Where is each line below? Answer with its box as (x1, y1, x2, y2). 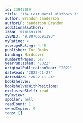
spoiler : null (5, 97, 34, 102)
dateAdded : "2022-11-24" (5, 75, 55, 79)
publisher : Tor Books (5, 47, 49, 52)
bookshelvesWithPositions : (5, 83, 59, 89)
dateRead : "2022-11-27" (5, 70, 53, 75)
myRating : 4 (5, 39, 29, 44)
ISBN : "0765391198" (5, 30, 44, 34)
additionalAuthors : (5, 25, 44, 30)
